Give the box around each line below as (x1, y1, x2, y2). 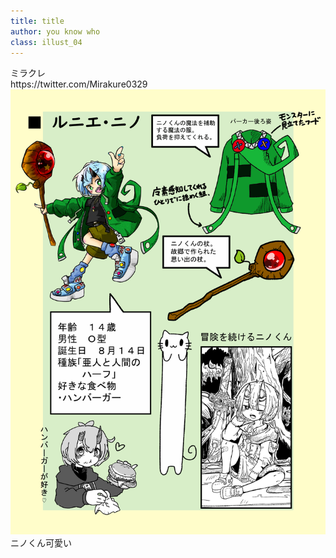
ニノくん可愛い (10, 537, 72, 549)
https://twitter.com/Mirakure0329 (10, 78, 148, 90)
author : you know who (10, 26, 101, 37)
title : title (10, 16, 65, 26)
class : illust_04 (10, 37, 83, 47)
